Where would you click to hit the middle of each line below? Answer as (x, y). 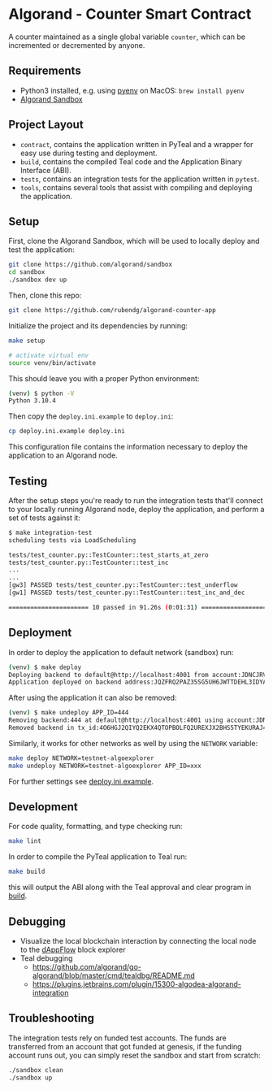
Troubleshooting (52, 1018)
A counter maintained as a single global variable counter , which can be (127, 37)
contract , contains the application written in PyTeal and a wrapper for (136, 144)
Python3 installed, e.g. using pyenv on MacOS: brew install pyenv (132, 90)
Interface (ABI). (45, 170)
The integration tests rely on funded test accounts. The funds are (118, 1038)
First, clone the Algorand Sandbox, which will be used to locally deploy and (134, 241)
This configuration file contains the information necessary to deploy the (128, 447)
